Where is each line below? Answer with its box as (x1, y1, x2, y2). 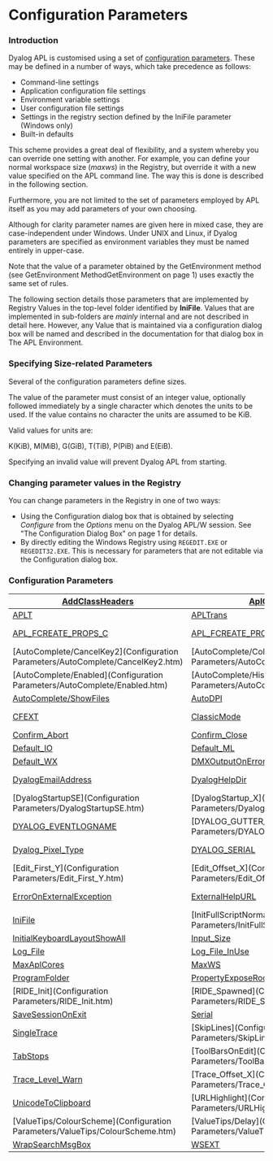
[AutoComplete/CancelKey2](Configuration (12, 646, 179, 658)
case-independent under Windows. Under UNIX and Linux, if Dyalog (8, 228, 237, 238)
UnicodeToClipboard (12, 1098, 91, 1109)
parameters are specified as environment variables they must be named (8, 237, 249, 247)
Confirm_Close (190, 729, 248, 741)
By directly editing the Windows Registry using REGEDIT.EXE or (19, 537, 227, 547)
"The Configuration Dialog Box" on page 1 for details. (19, 528, 198, 538)
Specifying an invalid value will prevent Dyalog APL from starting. (8, 457, 227, 467)
